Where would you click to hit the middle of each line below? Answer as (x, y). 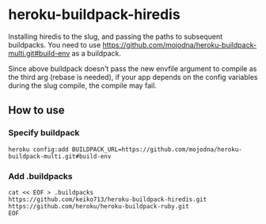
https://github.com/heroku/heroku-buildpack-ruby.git (99, 206)
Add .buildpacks (40, 176)
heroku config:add (38, 149)
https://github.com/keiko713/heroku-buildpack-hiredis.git (108, 199)
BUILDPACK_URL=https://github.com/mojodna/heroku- (157, 149)
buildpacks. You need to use (55, 44)
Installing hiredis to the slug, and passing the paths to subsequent (116, 36)
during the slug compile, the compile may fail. (82, 85)
